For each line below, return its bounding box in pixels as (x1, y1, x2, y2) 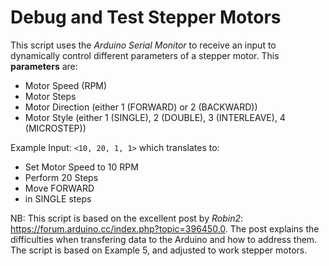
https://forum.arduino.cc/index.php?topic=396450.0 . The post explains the (10, 222, 320, 235)
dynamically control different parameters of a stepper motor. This (10, 49, 280, 61)
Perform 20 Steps (24, 171, 99, 183)
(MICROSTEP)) (24, 122, 87, 134)
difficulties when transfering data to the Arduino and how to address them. (10, 233, 318, 245)
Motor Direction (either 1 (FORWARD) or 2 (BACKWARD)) (24, 101, 258, 113)
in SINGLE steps (24, 192, 92, 205)
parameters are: (10, 60, 78, 72)
